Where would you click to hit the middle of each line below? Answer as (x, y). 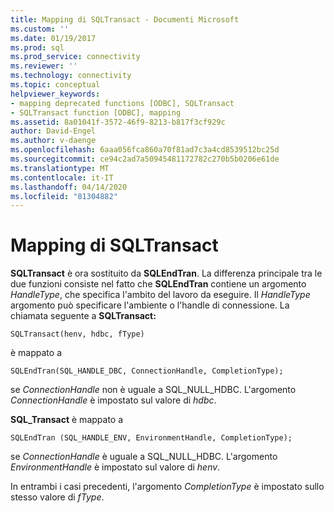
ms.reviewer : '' (44, 66)
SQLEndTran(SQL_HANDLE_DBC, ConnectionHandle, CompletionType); (147, 371)
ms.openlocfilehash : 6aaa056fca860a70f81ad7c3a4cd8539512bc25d (145, 150)
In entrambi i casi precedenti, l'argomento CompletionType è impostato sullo (167, 487)
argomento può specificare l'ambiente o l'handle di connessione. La (150, 305)
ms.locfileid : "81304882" (64, 196)
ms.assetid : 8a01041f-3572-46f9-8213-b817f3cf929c (118, 122)
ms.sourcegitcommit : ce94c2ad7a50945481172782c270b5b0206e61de (145, 159)
